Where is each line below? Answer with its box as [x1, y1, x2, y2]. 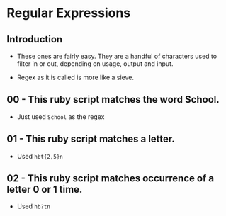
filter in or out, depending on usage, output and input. [16, 59, 174, 68]
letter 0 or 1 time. [6, 183, 83, 195]
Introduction [6, 33, 63, 45]
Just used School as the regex [16, 112, 105, 121]
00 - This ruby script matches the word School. [6, 93, 220, 106]
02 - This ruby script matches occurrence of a [6, 172, 214, 185]
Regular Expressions [6, 5, 131, 21]
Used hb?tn [16, 202, 51, 210]
